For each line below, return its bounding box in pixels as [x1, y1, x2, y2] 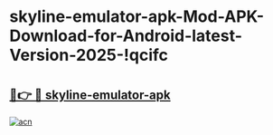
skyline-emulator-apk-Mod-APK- [9, 6, 265, 27]
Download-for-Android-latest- [9, 25, 242, 46]
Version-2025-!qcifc [9, 45, 169, 65]
